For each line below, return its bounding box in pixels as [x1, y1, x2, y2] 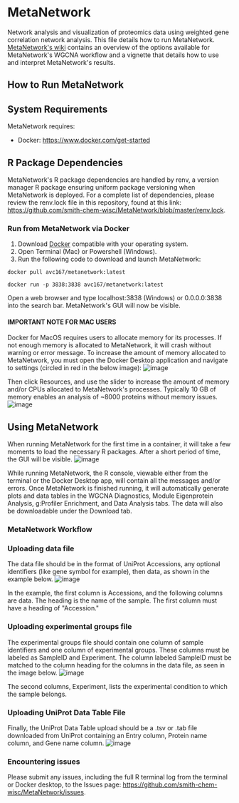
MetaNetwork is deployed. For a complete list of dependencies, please [7, 190, 215, 199]
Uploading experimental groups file [7, 622, 132, 632]
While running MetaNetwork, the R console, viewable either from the [7, 469, 208, 478]
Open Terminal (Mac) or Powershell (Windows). [17, 247, 157, 256]
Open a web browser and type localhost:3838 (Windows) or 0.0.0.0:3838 [7, 294, 223, 302]
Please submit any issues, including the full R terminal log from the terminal [7, 773, 228, 782]
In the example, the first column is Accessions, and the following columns [7, 589, 223, 598]
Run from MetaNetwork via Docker [7, 223, 130, 233]
